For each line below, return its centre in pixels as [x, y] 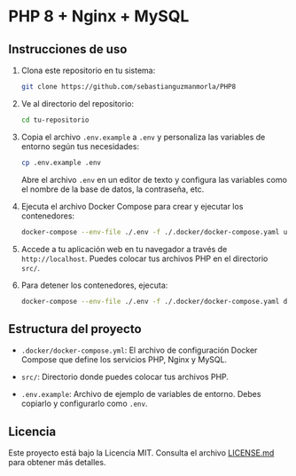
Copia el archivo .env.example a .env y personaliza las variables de [143, 137]
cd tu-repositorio [55, 120]
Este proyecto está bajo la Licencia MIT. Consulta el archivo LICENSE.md [141, 453]
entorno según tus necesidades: [80, 146]
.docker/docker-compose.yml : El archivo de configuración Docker [139, 350]
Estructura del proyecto [75, 329]
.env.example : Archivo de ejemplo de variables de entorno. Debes [141, 394]
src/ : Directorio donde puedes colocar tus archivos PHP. [125, 377]
